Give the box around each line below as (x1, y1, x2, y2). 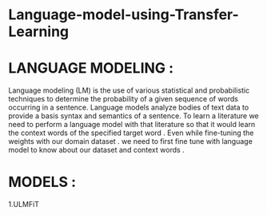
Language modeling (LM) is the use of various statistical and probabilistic (8, 86, 250, 95)
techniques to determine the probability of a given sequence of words (8, 94, 238, 104)
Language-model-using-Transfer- (8, 6, 240, 24)
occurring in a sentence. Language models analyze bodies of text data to (8, 102, 249, 113)
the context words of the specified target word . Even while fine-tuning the (8, 128, 254, 137)
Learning (8, 22, 70, 41)
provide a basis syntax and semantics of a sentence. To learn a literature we (8, 111, 259, 121)
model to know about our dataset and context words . (8, 145, 185, 155)
